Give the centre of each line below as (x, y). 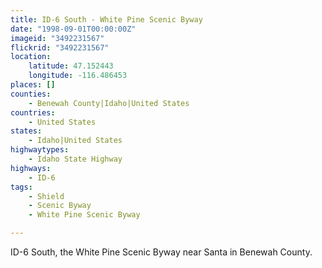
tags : (21, 187)
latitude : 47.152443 (71, 66)
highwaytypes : (40, 150)
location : (31, 57)
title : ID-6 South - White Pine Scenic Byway (106, 19)
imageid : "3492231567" (57, 38)
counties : (31, 94)
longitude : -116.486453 (78, 76)
